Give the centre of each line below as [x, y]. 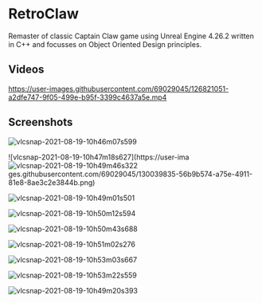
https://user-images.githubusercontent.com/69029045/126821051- [119, 89]
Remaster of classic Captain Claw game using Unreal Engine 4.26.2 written [131, 36]
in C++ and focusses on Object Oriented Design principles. [105, 44]
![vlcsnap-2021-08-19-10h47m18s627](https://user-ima [99, 157]
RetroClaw [44, 14]
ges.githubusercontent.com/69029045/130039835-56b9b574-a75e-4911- [131, 174]
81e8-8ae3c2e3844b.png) [52, 182]
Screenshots [41, 122]
